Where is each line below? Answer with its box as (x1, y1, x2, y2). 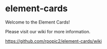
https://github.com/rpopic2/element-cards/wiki (5, 38, 102, 44)
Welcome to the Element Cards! (5, 19, 70, 25)
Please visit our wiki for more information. (5, 28, 91, 34)
